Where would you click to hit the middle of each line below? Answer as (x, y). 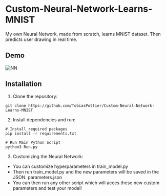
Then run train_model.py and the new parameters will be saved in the (86, 171)
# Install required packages (36, 129)
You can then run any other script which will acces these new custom (86, 183)
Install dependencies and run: (44, 119)
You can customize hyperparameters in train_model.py (70, 166)
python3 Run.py (22, 147)
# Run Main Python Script (33, 142)
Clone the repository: (35, 96)
